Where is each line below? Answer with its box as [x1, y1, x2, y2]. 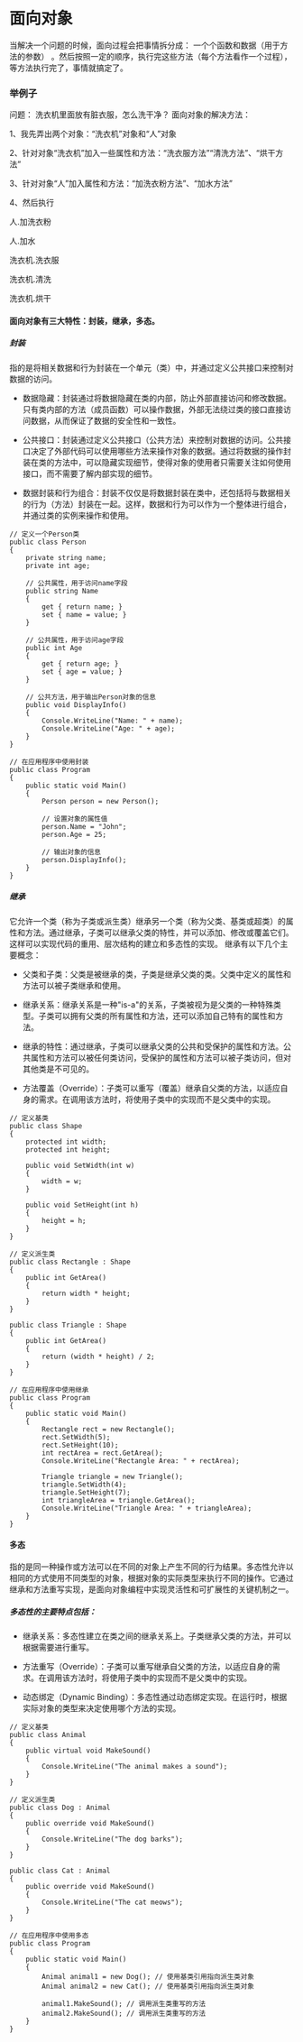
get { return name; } [41, 602, 124, 612]
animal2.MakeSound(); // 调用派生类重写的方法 [41, 2009, 206, 2018]
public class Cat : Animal [9, 1866, 111, 1875]
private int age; [25, 561, 91, 570]
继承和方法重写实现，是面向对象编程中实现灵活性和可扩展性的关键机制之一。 [9, 1584, 294, 1595]
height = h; [41, 1216, 87, 1225]
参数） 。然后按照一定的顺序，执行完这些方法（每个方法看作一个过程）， [24, 51, 292, 61]
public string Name [25, 586, 99, 595]
